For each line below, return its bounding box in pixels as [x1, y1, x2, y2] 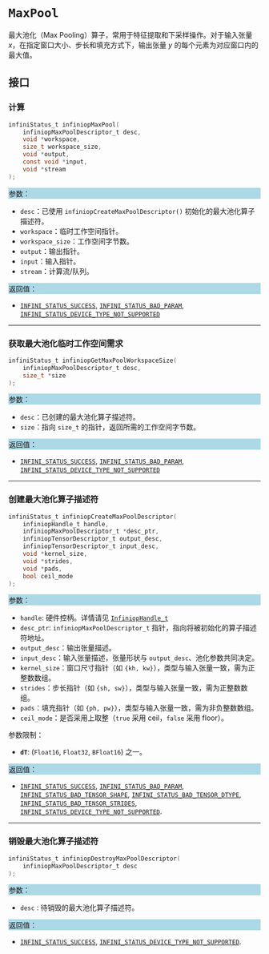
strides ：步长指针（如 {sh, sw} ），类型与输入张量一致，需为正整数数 [19, 683, 248, 693]
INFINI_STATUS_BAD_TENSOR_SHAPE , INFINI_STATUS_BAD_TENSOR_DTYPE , [19, 790, 242, 799]
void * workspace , [22, 135, 81, 143]
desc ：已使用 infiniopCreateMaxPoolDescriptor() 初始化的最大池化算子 [19, 206, 255, 215]
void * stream [22, 165, 66, 173]
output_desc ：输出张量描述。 [19, 643, 116, 653]
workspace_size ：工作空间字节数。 [19, 236, 134, 246]
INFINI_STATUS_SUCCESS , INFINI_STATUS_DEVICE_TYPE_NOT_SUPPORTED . [19, 937, 242, 947]
